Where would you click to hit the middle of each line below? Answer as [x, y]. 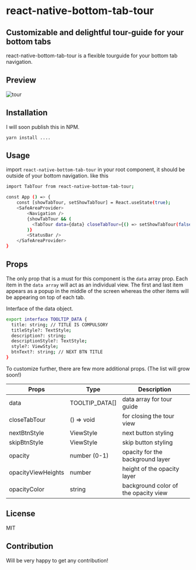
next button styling [148, 433]
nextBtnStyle [27, 433]
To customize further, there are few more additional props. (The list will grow [98, 368]
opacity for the [142, 452]
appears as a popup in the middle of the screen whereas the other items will [97, 291]
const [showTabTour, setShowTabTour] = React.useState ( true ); [94, 203]
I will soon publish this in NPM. [43, 127]
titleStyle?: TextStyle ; [41, 330]
